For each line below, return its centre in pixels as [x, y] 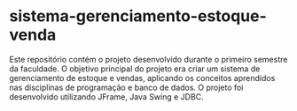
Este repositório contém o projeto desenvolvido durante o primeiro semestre [148, 59]
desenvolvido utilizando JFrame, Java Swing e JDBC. [106, 96]
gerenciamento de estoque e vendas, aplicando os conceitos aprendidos [142, 78]
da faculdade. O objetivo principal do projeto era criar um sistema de [135, 69]
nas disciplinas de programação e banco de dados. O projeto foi [126, 87]
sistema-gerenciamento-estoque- [138, 16]
